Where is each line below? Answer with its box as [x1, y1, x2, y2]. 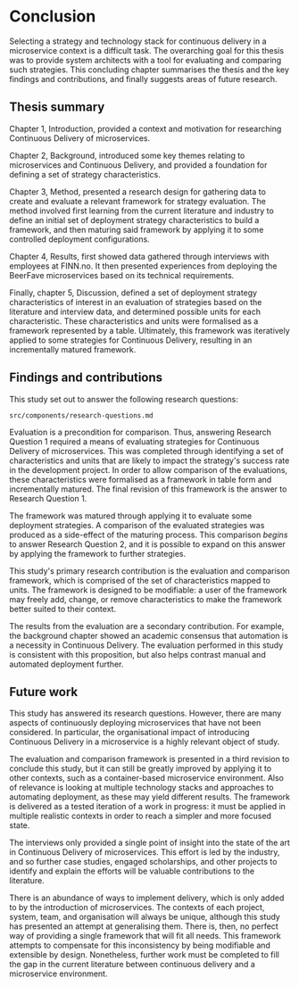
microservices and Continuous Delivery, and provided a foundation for [9, 159, 268, 170]
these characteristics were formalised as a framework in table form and [9, 474, 272, 485]
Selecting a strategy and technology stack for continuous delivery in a [9, 36, 267, 46]
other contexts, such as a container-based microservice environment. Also [9, 773, 284, 783]
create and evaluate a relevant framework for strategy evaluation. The [9, 195, 266, 206]
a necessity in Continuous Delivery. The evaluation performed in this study [9, 640, 284, 650]
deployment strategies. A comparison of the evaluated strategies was [9, 519, 265, 530]
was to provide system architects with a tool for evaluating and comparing [9, 54, 282, 65]
